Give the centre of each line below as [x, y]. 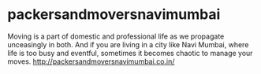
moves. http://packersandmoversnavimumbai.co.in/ [91, 61]
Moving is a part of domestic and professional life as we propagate [116, 36]
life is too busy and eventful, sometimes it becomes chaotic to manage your [130, 53]
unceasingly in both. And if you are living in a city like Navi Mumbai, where [128, 44]
